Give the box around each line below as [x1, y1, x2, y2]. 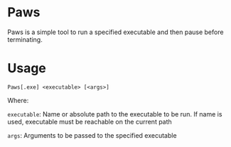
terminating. [7, 35, 43, 43]
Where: [7, 96, 29, 104]
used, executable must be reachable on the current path [7, 117, 172, 126]
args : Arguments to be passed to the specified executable [7, 131, 177, 139]
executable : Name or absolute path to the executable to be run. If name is [7, 109, 222, 118]
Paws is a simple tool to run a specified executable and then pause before [7, 28, 224, 36]
